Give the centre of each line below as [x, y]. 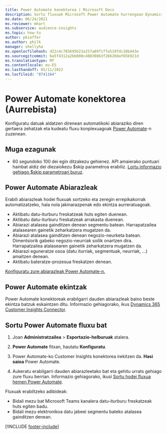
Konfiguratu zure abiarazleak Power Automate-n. [55, 272]
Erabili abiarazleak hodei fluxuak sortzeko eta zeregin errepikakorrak [76, 200]
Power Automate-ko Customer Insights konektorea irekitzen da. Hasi [83, 357]
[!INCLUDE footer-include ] [32, 427]
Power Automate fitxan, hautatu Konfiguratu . [59, 347]
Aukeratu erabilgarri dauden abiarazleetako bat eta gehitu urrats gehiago [87, 371]
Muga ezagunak [31, 149]
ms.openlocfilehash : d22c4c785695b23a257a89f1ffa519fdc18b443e [72, 51]
